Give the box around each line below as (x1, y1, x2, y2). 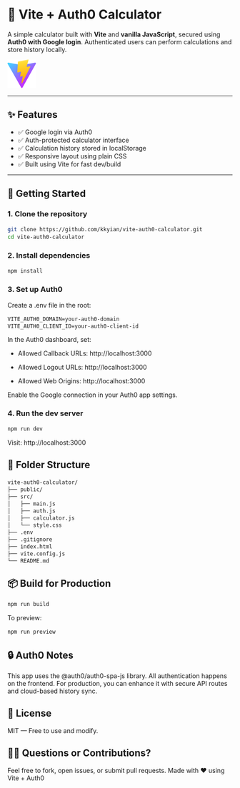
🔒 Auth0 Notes (7, 649, 74, 661)
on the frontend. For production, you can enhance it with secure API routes (7, 680, 228, 688)
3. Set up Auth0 (7, 285, 63, 295)
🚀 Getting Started (7, 188, 86, 200)
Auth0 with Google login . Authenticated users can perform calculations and (7, 37, 232, 46)
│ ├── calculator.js (7, 514, 75, 522)
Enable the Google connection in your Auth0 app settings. (7, 390, 178, 399)
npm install (7, 268, 43, 275)
